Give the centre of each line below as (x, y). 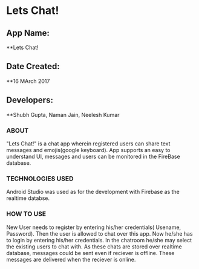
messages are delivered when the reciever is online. (71, 259)
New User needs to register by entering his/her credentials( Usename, (94, 227)
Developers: (30, 100)
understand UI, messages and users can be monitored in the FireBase (93, 156)
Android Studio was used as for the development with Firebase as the (93, 192)
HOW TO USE (26, 214)
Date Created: (33, 66)
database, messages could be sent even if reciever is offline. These (90, 253)
